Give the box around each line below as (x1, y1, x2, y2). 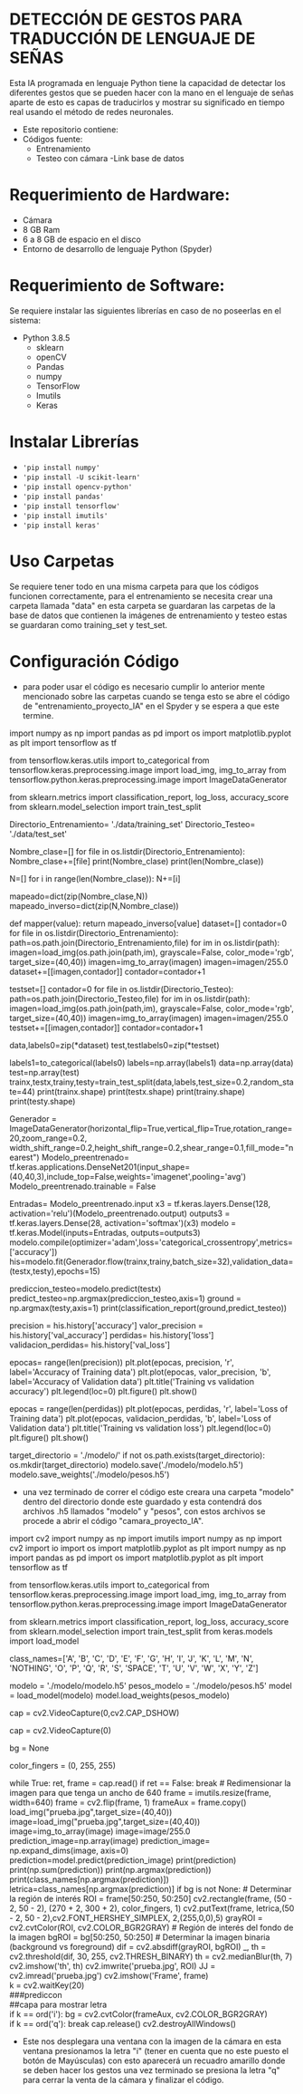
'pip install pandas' (22, 492, 104, 501)
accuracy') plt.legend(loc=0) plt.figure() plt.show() (9, 1385, 197, 1396)
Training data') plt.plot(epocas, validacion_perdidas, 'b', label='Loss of (9, 1413, 271, 1423)
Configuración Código (9, 651, 179, 671)
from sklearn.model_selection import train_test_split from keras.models (9, 1626, 273, 1636)
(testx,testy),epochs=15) (9, 1265, 101, 1277)
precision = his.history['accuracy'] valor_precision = (9, 1319, 204, 1331)
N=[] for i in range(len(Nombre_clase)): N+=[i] (9, 873, 181, 883)
